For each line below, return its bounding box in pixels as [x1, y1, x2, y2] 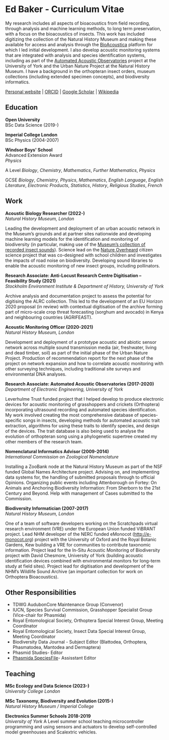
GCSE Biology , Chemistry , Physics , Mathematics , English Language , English [5, 177, 163, 183]
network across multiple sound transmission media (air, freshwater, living [5, 344, 157, 350]
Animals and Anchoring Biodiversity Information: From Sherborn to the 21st [5, 485, 160, 491]
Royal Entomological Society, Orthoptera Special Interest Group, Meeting [12, 617, 163, 624]
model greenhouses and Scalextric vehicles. [5, 729, 97, 735]
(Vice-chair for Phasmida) [12, 612, 66, 618]
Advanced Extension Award [5, 152, 63, 158]
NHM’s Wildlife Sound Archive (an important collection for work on [5, 568, 143, 574]
